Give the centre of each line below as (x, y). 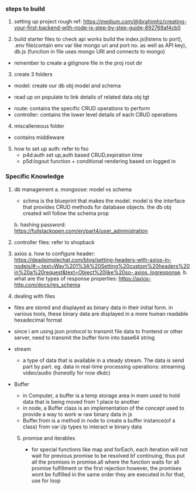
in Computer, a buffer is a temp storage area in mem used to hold (101, 396)
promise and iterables (49, 438)
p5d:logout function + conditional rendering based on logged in (99, 161)
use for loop (46, 481)
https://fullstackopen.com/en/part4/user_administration (81, 231)
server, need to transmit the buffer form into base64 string (84, 337)
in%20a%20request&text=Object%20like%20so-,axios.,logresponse (97, 272)
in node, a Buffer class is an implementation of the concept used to (104, 408)
